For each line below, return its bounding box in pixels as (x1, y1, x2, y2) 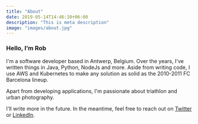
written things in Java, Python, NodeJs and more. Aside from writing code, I (6, 64, 190, 71)
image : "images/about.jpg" (6, 25, 72, 31)
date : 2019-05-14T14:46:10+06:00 (6, 14, 88, 20)
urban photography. (6, 94, 55, 101)
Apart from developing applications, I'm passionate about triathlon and (6, 87, 177, 94)
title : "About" (6, 8, 44, 15)
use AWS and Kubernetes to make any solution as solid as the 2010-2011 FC (6, 70, 190, 77)
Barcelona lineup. (6, 76, 49, 83)
